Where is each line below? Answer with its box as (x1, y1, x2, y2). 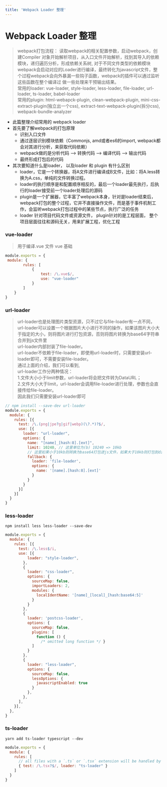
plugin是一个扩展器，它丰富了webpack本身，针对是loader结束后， (19, 193, 156, 199)
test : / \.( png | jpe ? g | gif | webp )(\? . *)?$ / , (18, 422, 106, 427)
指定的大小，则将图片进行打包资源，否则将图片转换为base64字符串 (21, 331, 160, 337)
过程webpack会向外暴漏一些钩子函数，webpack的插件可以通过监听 (21, 73, 160, 79)
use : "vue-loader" (40, 276, 79, 282)
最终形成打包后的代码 (19, 156, 64, 162)
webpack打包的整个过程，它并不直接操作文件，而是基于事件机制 (19, 200, 152, 206)
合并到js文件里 (17, 337, 47, 343)
